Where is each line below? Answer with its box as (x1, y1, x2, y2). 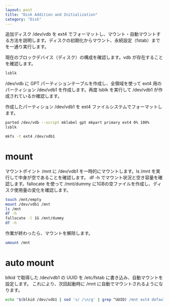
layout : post (5, 7, 33, 13)
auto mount (5, 257, 54, 269)
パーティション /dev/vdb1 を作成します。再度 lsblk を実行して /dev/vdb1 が (5, 87, 158, 93)
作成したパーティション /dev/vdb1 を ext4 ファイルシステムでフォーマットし (5, 104, 162, 110)
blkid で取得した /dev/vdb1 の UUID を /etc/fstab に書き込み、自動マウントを (5, 274, 163, 280)
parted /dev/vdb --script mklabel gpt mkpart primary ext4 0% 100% (5, 120, 150, 125)
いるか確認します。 (22, 93, 62, 99)
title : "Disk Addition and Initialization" (5, 12, 98, 17)
